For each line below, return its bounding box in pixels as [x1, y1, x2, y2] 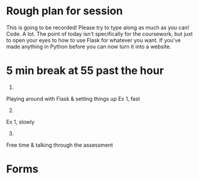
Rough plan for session [6, 4, 123, 18]
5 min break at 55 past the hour [6, 64, 164, 78]
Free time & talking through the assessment [6, 141, 114, 149]
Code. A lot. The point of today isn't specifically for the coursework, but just [6, 30, 193, 37]
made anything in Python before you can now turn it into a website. [6, 43, 172, 50]
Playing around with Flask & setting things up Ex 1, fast [6, 95, 140, 102]
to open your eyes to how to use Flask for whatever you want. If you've [6, 36, 181, 44]
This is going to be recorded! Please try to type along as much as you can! [6, 24, 189, 31]
